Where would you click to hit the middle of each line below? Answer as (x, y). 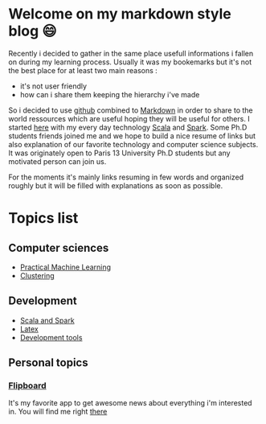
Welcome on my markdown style (120, 14)
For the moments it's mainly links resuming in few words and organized (126, 177)
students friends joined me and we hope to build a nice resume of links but (132, 136)
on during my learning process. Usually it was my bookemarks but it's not (130, 62)
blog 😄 (33, 31)
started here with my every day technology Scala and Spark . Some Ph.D (128, 127)
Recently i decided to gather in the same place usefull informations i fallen (131, 53)
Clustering (37, 275)
